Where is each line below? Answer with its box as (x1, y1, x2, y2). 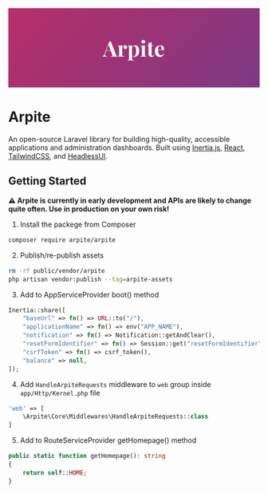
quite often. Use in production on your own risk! (8, 203, 170, 214)
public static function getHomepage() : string (8, 452, 166, 460)
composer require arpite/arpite (8, 235, 116, 244)
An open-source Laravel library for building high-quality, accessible (8, 135, 231, 144)
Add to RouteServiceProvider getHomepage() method (19, 436, 197, 445)
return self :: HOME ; (22, 468, 88, 477)
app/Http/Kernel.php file (19, 388, 100, 397)
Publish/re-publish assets (19, 250, 104, 260)
